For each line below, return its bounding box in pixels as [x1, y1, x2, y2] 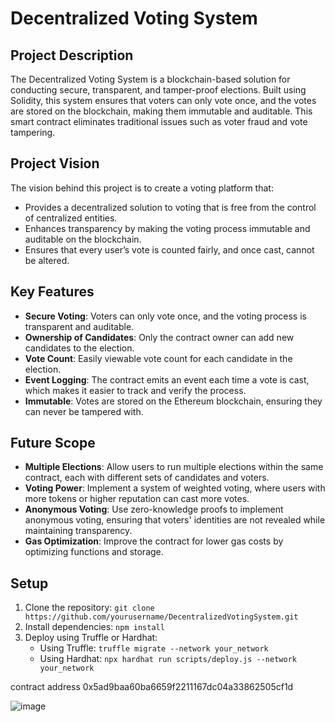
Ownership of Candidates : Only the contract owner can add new [24, 331, 295, 343]
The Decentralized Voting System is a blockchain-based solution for [10, 73, 291, 85]
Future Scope [10, 435, 96, 452]
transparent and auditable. [24, 320, 135, 332]
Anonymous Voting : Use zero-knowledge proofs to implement [24, 503, 284, 516]
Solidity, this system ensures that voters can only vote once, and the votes [10, 95, 317, 106]
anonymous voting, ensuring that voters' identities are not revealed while [24, 514, 326, 526]
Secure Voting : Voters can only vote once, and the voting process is [24, 310, 307, 322]
